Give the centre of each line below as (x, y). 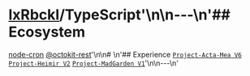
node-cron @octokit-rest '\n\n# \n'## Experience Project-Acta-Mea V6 (125, 54)
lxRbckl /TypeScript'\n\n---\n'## (120, 15)
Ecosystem (47, 32)
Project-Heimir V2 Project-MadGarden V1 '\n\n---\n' (94, 63)
